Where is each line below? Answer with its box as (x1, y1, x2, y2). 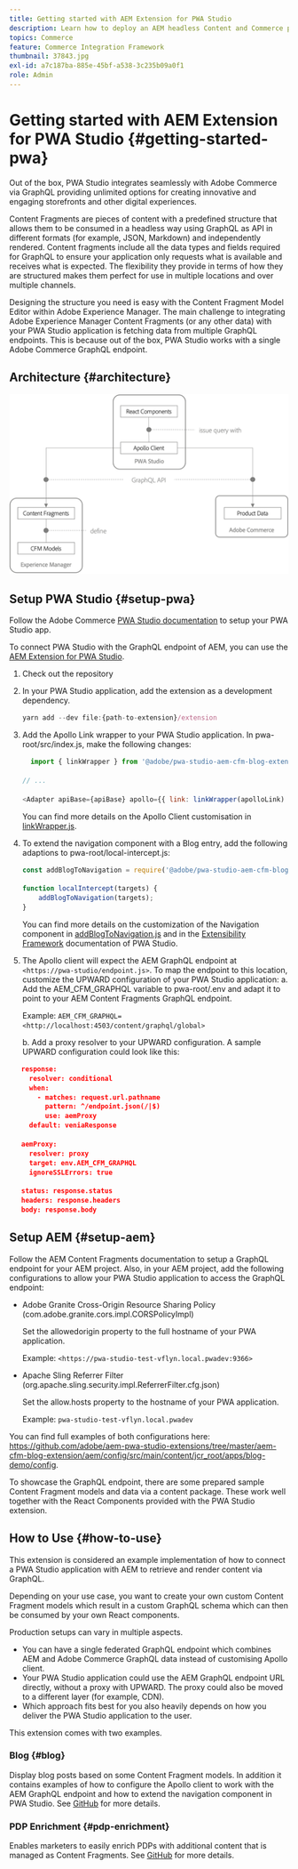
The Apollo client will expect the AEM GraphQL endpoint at (21, 955, 238, 965)
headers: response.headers (20, 1196, 122, 1205)
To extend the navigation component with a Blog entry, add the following (21, 837, 288, 849)
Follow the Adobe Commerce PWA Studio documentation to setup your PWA (9, 615, 288, 626)
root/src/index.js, (21, 739, 85, 750)
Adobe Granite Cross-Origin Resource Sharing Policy (21, 1299, 216, 1309)
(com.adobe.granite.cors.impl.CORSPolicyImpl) (21, 1309, 194, 1319)
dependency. (21, 695, 71, 706)
